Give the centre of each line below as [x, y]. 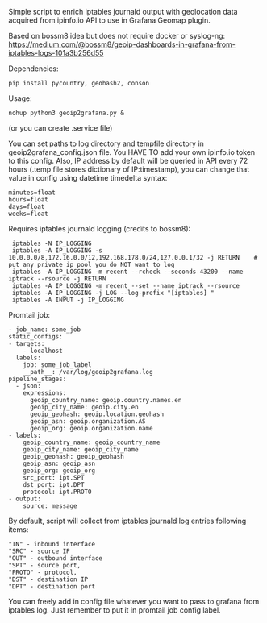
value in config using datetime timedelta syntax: [88, 178]
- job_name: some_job [45, 330]
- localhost [43, 351]
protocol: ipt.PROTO [57, 492]
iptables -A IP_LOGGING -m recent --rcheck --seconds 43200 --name [127, 272]
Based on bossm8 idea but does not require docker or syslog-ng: [117, 36]
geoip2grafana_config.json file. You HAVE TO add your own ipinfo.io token [132, 152]
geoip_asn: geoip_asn [59, 463]
